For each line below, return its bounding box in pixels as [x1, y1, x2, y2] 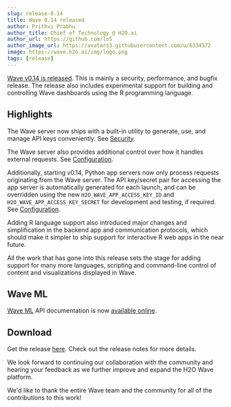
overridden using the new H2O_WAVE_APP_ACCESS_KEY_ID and [7, 190, 174, 199]
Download [7, 326, 52, 338]
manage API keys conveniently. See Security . [7, 134, 136, 142]
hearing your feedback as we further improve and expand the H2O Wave [7, 366, 214, 374]
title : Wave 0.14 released [7, 17, 85, 23]
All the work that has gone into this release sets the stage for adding [7, 253, 201, 262]
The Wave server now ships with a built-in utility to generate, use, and [7, 127, 206, 135]
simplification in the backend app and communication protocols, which [7, 226, 208, 234]
